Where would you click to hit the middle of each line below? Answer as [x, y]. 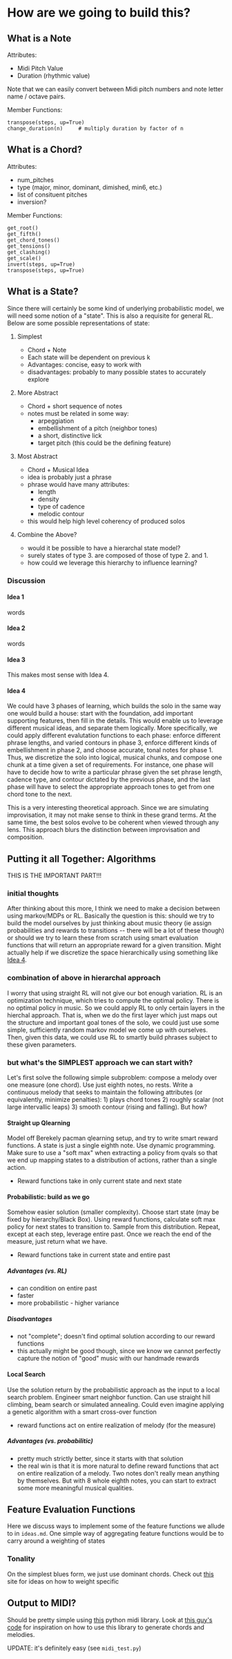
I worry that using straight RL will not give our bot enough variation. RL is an [115, 993]
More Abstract [38, 392]
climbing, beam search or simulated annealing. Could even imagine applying [116, 1404]
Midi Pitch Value [40, 68]
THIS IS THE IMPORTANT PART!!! [55, 876]
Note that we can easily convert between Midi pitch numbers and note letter [115, 89]
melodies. [21, 1634]
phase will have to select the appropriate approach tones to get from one [111, 787]
